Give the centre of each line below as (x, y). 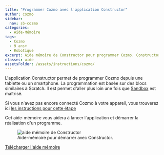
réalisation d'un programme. (33, 123)
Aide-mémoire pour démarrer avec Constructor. (65, 138)
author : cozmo (20, 14)
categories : (17, 28)
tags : (10, 37)
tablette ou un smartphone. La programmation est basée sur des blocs (76, 83)
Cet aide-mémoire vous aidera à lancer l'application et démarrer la (72, 118)
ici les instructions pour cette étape (41, 109)
